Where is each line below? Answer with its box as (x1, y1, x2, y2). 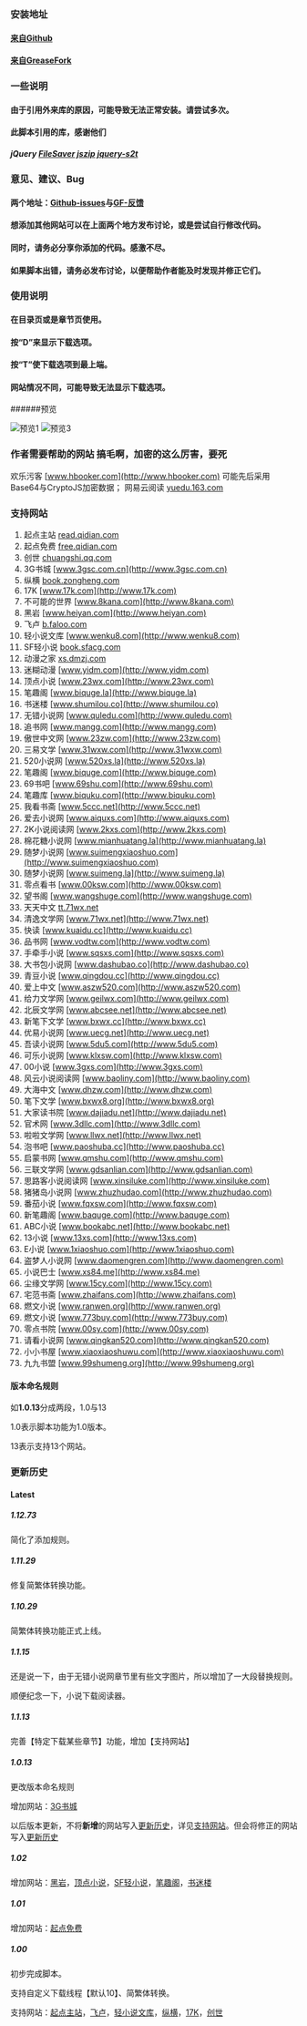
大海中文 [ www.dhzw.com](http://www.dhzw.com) (23, 1085, 213, 1095)
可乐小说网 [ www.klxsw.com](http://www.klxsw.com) (23, 1050, 222, 1061)
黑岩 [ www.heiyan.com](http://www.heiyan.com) (23, 608, 207, 619)
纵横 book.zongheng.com (23, 575, 120, 586)
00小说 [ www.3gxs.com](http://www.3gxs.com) (23, 1062, 203, 1073)
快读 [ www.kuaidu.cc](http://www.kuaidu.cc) (23, 925, 193, 936)
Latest (10, 1488, 36, 1500)
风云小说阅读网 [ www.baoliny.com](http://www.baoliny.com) (23, 1073, 251, 1084)
